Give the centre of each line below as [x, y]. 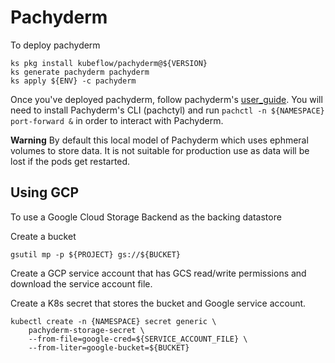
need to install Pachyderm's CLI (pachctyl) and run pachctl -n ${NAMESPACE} [167, 110]
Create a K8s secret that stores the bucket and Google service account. [158, 303]
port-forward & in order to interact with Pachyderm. [117, 120]
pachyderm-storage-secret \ [86, 330]
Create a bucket [43, 236]
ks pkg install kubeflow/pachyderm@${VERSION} [109, 63]
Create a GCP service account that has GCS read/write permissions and [158, 273]
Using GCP [45, 192]
